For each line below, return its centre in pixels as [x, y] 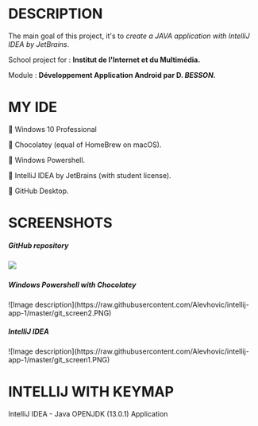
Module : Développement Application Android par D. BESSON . [112, 75]
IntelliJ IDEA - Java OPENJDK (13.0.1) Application [88, 413]
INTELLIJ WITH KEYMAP [91, 392]
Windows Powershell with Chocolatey [72, 285]
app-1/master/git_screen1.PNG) [59, 359]
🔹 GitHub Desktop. [39, 191]
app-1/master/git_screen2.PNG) [60, 313]
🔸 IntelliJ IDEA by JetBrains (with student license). [90, 175]
